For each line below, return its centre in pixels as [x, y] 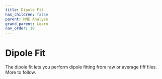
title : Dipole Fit [24, 10]
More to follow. [21, 72]
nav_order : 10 [20, 28]
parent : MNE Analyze [27, 19]
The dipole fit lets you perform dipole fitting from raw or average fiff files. [81, 67]
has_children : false [27, 14]
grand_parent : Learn [27, 24]
